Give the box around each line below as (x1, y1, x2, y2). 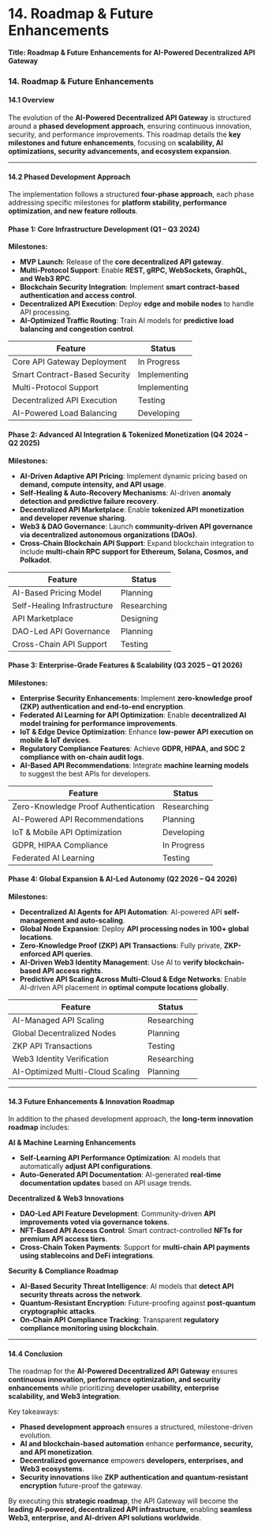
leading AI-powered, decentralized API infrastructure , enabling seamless (8, 1505, 252, 1514)
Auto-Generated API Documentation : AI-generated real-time (19, 1170, 222, 1179)
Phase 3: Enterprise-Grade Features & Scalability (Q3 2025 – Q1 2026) (8, 660, 243, 670)
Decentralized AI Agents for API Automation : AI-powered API (19, 908, 222, 917)
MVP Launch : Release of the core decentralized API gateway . (19, 258, 224, 267)
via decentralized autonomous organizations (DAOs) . (19, 530, 197, 539)
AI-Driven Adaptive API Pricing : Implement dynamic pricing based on (19, 471, 248, 480)
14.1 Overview (8, 96, 55, 105)
